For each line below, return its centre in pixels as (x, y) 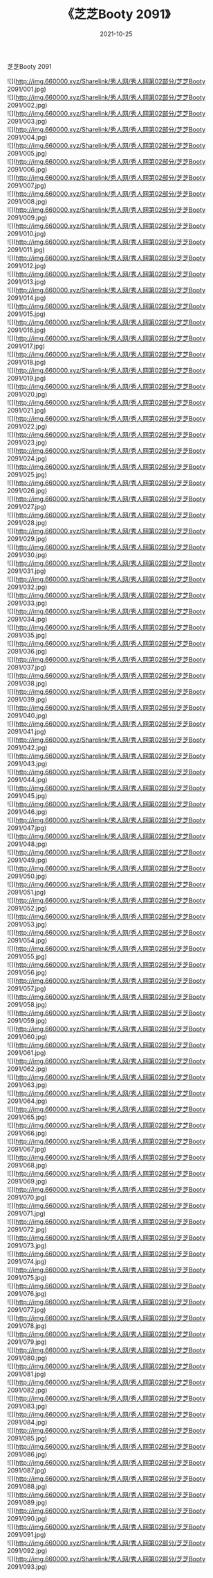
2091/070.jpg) (27, 1197)
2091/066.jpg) (27, 1133)
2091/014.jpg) (27, 298)
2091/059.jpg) (27, 1020)
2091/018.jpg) (27, 362)
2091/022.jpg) (27, 426)
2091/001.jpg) (27, 89)
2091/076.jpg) (27, 1293)
